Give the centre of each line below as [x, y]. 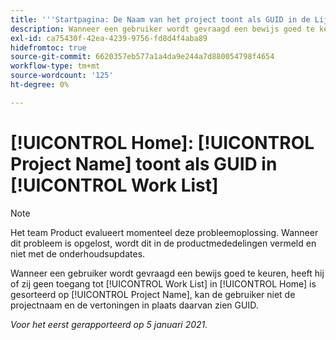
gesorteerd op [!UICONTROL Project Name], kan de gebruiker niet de [153, 294]
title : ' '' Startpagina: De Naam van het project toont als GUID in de [160, 19]
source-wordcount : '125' [62, 76]
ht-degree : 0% [40, 85]
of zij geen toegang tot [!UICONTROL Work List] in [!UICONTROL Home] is [163, 283]
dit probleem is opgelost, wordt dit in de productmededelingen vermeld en [163, 243]
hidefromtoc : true [48, 47]
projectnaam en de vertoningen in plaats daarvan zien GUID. [134, 305]
